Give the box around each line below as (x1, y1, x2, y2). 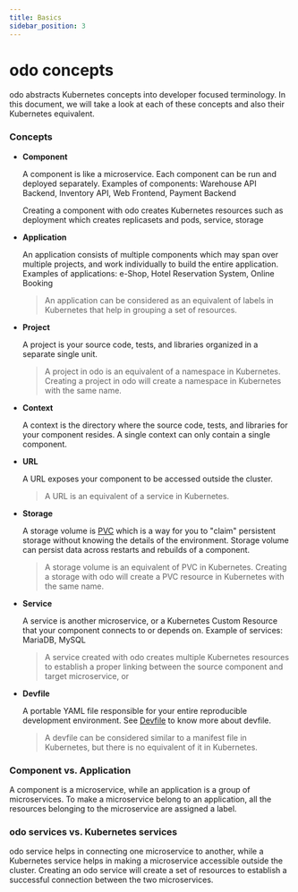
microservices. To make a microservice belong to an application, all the (9, 794, 272, 805)
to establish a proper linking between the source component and (44, 661, 284, 672)
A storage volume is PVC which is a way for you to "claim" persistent (21, 525, 276, 536)
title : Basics (9, 13, 63, 22)
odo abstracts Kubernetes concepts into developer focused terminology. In (9, 89, 286, 100)
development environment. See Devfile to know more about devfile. (21, 715, 271, 726)
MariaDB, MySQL (21, 634, 87, 645)
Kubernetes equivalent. (9, 108, 96, 119)
